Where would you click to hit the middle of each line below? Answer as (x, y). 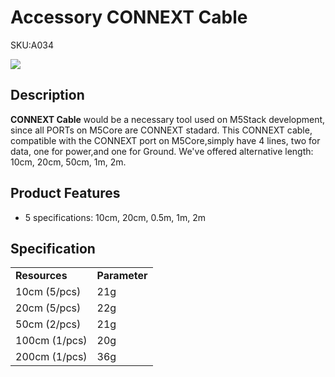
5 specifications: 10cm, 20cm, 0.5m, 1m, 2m (115, 217)
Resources (41, 276)
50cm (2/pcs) (48, 324)
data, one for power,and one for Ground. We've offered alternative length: (162, 151)
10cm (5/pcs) (48, 292)
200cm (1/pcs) (51, 357)
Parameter (122, 276)
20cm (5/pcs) (48, 308)
